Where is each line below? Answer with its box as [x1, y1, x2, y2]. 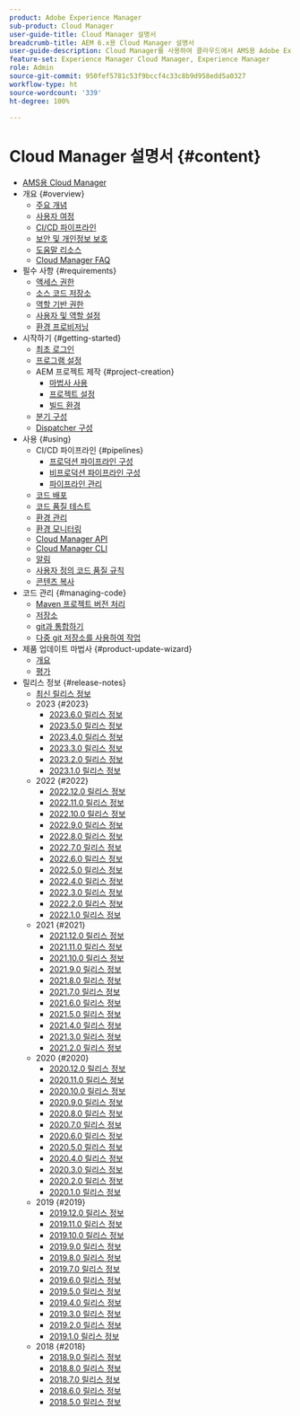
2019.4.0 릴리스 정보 [48, 1297, 123, 1308]
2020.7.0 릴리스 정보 [48, 1120, 123, 1130]
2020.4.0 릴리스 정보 [48, 1153, 124, 1164]
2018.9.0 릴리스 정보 [48, 1352, 122, 1363]
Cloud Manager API [35, 533, 108, 544]
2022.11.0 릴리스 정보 [48, 797, 124, 808]
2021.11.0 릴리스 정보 [48, 942, 123, 953]
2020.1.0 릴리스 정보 [48, 1187, 122, 1198]
